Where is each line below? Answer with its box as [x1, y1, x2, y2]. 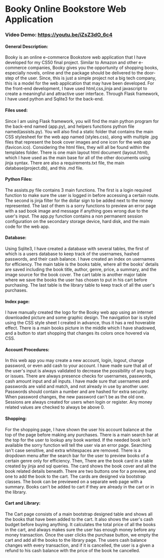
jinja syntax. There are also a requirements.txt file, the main [5, 160, 125, 166]
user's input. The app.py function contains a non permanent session [5, 213, 143, 219]
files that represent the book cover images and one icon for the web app [5, 139, 151, 145]
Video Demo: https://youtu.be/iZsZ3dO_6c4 [5, 31, 113, 38]
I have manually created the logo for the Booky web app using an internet [5, 310, 153, 315]
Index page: [5, 298, 30, 304]
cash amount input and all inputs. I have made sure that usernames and [5, 378, 149, 384]
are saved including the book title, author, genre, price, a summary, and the [5, 266, 157, 272]
